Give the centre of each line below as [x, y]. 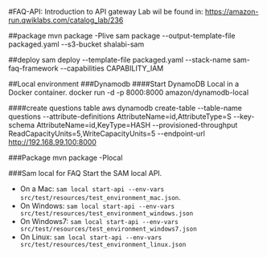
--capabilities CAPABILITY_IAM [112, 68]
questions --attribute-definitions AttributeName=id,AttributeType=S [120, 116]
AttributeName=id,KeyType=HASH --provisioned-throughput [137, 125]
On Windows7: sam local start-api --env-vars [99, 221]
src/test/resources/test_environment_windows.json [107, 214]
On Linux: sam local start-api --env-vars [91, 237]
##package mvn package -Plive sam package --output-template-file [122, 36]
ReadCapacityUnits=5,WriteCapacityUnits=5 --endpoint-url [107, 133]
